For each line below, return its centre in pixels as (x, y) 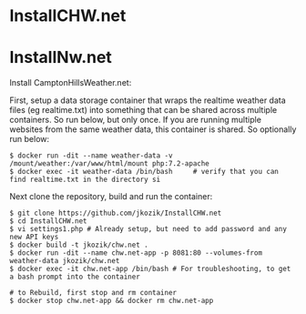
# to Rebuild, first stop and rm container (93, 293)
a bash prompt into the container (75, 277)
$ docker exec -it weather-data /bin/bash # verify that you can (144, 172)
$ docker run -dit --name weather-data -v (91, 156)
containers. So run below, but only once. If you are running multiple (136, 120)
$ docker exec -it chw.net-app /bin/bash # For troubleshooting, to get (150, 269)
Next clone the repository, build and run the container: (111, 197)
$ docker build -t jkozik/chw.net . (79, 245)
